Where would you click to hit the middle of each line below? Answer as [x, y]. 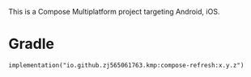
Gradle [32, 44]
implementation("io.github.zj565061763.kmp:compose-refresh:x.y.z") [126, 65]
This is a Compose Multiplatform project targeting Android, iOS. [114, 12]
